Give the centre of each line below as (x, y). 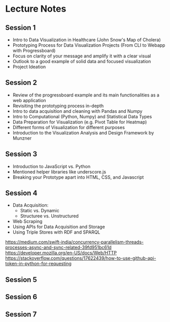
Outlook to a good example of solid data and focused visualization (82, 61)
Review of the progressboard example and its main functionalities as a (86, 95)
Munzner (22, 138)
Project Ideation (29, 67)
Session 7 (21, 314)
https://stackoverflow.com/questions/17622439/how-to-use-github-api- (81, 258)
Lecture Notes (36, 9)
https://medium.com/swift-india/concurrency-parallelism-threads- (74, 242)
